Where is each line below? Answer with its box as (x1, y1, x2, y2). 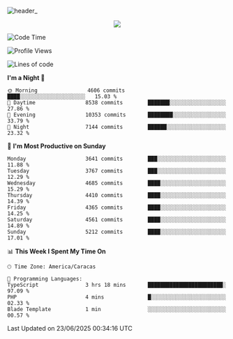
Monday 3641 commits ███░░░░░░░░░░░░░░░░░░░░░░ (7, 155, 227, 162)
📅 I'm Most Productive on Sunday (7, 142, 106, 150)
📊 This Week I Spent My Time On (7, 247, 106, 255)
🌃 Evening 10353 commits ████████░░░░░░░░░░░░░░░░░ (7, 111, 227, 118)
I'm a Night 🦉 (7, 74, 45, 81)
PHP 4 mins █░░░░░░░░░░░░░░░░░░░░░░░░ (7, 294, 227, 301)
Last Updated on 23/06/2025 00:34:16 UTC (7, 324, 133, 332)
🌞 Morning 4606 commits (7, 87, 126, 94)
